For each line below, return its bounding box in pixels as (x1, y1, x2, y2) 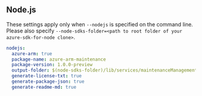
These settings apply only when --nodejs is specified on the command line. (6, 20, 194, 28)
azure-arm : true (11, 50, 52, 56)
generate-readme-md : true (11, 84, 77, 90)
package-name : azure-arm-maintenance (11, 56, 106, 62)
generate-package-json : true (11, 79, 85, 85)
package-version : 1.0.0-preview (11, 62, 93, 68)
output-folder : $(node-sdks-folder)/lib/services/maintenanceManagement (11, 67, 198, 74)
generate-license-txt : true (11, 73, 82, 79)
